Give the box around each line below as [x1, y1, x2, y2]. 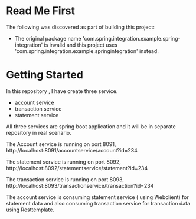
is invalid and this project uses [44, 41, 118, 48]
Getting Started [6, 68, 84, 82]
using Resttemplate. [6, 206, 55, 213]
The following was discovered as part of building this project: [6, 24, 155, 31]
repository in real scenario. [6, 129, 72, 136]
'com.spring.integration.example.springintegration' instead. [14, 47, 159, 54]
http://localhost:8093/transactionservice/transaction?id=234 [6, 182, 154, 189]
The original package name [14, 35, 81, 42]
